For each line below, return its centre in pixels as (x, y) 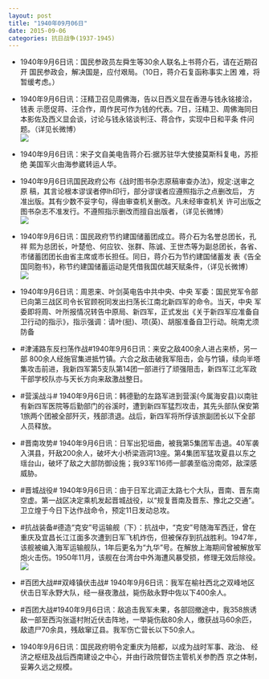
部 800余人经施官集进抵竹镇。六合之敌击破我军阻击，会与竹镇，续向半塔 (140, 359)
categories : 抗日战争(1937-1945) (62, 38)
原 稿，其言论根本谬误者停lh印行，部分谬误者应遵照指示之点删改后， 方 (137, 191)
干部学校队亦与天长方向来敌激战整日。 (83, 379)
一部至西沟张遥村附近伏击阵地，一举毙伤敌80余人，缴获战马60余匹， (141, 620)
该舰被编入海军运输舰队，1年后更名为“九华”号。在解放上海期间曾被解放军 (141, 547)
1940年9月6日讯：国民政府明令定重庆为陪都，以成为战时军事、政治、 (134, 647)
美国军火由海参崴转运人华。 (75, 165)
